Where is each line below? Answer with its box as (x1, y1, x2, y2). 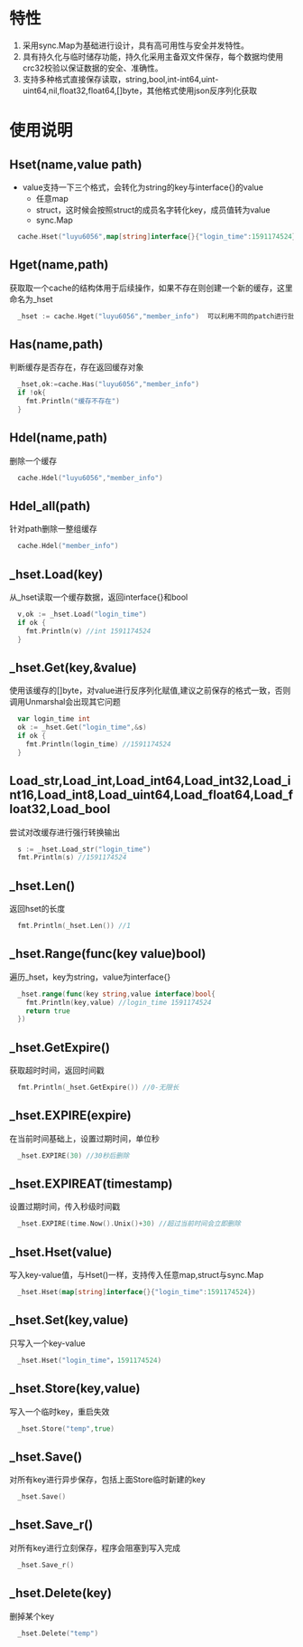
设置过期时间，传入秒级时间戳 (9, 1201, 120, 1212)
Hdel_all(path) (9, 498, 91, 514)
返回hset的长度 (9, 904, 66, 914)
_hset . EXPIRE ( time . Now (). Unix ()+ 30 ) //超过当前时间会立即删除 (17, 1219, 242, 1228)
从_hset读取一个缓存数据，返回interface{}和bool (9, 592, 188, 602)
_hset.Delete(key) (9, 1585, 113, 1601)
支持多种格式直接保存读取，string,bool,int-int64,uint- (22, 73, 219, 84)
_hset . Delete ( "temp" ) (17, 1629, 99, 1638)
